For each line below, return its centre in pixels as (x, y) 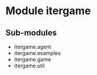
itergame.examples (37, 53)
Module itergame (48, 11)
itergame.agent (33, 47)
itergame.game (33, 59)
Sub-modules (31, 33)
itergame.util (29, 66)
